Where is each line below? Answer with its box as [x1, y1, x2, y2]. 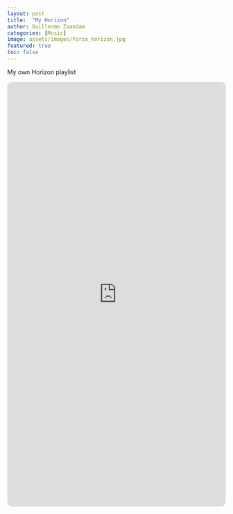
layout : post [7, 10, 45, 17]
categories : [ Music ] [7, 29, 67, 37]
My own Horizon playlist [7, 67, 76, 76]
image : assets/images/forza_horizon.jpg [7, 36, 126, 43]
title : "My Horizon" [7, 17, 70, 24]
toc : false [7, 49, 39, 56]
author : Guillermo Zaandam [7, 23, 85, 30]
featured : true [7, 42, 51, 49]
